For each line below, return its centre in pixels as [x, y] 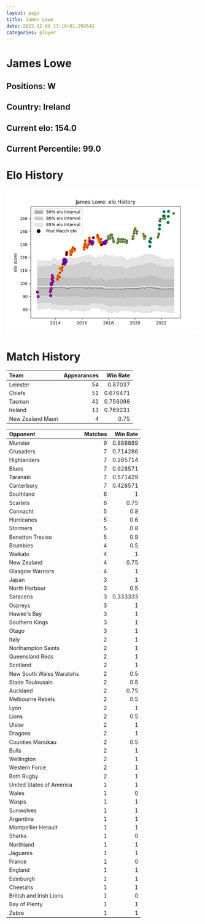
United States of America [41, 785]
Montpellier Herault [33, 828]
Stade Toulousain [31, 682]
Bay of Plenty [26, 904]
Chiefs [17, 393]
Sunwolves [23, 810]
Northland [22, 844]
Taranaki [20, 477]
